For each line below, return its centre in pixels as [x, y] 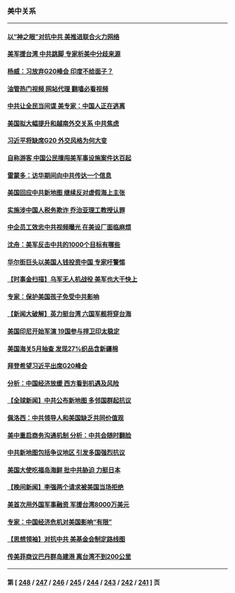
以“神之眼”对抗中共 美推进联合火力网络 [64, 36]
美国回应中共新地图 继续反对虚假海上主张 [66, 193]
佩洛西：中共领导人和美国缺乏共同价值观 [65, 417]
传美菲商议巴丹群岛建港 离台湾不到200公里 [69, 556]
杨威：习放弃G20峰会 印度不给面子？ [60, 71]
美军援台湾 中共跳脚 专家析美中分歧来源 [64, 54]
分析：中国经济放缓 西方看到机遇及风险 [63, 383]
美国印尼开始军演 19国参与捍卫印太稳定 [64, 331]
